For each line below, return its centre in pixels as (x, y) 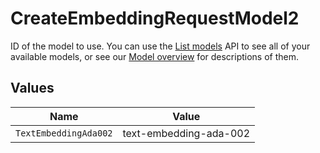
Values (32, 88)
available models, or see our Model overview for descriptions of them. (155, 56)
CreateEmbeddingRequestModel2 (155, 18)
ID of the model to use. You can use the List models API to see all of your (160, 46)
